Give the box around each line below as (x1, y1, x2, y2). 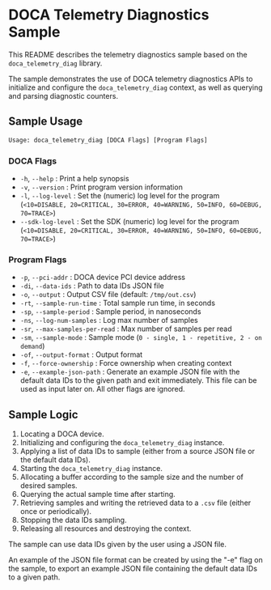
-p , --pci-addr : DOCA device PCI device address (19, 273, 186, 282)
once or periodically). (19, 507, 91, 516)
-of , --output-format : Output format (19, 350, 143, 359)
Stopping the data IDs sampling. (19, 516, 127, 525)
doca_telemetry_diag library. (8, 58, 103, 68)
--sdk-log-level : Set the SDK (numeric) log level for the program (19, 216, 239, 226)
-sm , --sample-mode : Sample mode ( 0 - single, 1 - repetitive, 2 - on (19, 333, 263, 342)
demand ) (19, 342, 45, 351)
